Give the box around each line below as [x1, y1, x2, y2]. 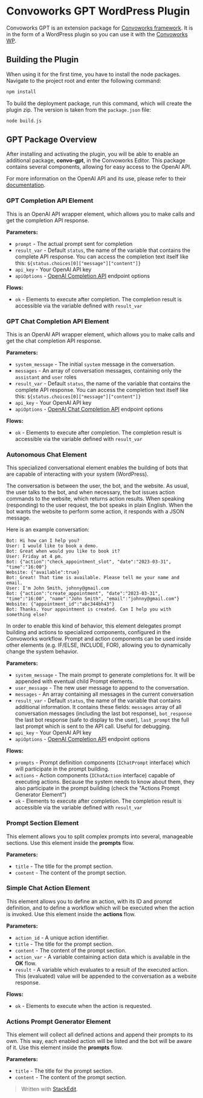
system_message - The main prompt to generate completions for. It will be [14, 672, 195, 679]
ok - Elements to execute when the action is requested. [14, 1002, 152, 1009]
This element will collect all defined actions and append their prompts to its [6, 1031, 193, 1038]
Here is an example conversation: [6, 526, 89, 533]
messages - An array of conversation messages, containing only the [14, 367, 182, 374]
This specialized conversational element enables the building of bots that [6, 464, 188, 472]
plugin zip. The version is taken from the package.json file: [6, 106, 151, 113]
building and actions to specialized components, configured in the [6, 629, 171, 636]
